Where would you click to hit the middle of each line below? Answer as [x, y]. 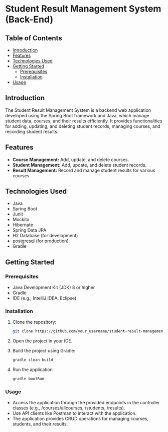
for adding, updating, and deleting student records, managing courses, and [83, 126]
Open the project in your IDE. [42, 341]
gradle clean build [33, 360]
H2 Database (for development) [45, 236]
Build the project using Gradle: [44, 351]
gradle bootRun [28, 379]
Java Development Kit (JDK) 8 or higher [54, 287]
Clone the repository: [34, 322]
